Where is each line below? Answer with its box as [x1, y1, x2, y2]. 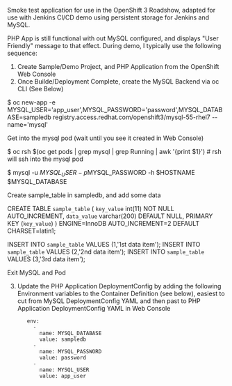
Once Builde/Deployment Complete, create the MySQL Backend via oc [17, 77, 219, 86]
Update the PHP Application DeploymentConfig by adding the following [17, 281, 222, 290]
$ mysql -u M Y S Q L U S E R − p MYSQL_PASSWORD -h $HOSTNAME [7, 169, 196, 178]
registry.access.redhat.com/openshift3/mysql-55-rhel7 [53, 113, 210, 121]
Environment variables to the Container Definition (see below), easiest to [17, 289, 225, 298]
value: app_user [39, 372, 87, 379]
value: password [39, 354, 87, 361]
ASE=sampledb [7, 113, 52, 121]
